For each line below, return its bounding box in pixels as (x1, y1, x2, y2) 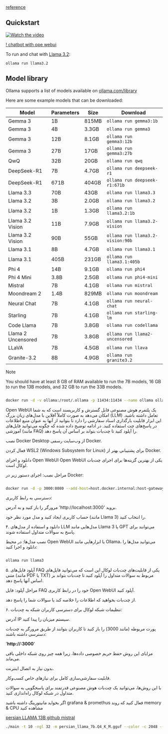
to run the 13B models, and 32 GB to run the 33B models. (5, 384, 123, 390)
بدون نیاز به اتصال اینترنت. (5, 665, 54, 672)
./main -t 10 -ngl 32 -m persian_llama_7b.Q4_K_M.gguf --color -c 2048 (5, 725, 158, 730)
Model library (5, 74, 48, 83)
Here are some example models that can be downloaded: (5, 97, 124, 103)
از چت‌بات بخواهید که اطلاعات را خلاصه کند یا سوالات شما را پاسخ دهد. (5, 597, 137, 603)
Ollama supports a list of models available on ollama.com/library (5, 87, 138, 94)
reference (5, 4, 26, 10)
